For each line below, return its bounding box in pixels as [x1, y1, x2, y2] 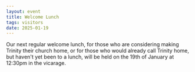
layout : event [6, 8, 41, 15]
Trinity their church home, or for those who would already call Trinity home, [6, 47, 190, 54]
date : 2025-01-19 [6, 25, 49, 31]
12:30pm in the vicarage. [6, 60, 67, 67]
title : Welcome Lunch [6, 14, 60, 20]
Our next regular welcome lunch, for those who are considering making [6, 41, 179, 48]
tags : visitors [6, 19, 44, 25]
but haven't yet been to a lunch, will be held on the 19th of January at [6, 53, 174, 60]
